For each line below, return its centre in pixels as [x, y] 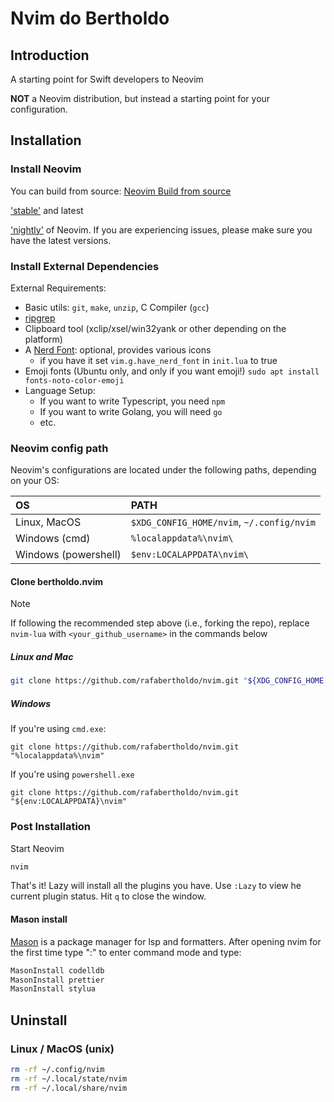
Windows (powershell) [68, 555]
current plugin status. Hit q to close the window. [108, 896]
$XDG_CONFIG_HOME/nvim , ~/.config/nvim [223, 522]
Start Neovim [37, 848]
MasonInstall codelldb [57, 970]
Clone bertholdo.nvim [57, 581]
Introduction [50, 55]
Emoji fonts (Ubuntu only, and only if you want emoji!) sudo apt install [172, 371]
